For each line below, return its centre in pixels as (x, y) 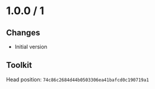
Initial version (31, 47)
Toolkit (19, 65)
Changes (23, 33)
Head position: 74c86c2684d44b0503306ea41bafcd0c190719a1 (77, 79)
